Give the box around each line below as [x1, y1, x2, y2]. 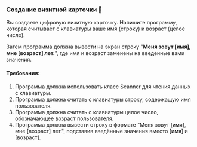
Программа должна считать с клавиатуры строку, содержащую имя [14, 96, 191, 103]
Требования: [6, 69, 40, 76]
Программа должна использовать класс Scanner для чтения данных [14, 83, 191, 90]
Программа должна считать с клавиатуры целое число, [14, 108, 159, 115]
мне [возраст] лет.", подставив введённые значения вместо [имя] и [14, 127, 188, 134]
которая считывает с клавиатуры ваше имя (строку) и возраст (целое [6, 25, 185, 32]
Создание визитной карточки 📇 [6, 5, 103, 14]
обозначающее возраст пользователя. [14, 115, 114, 122]
